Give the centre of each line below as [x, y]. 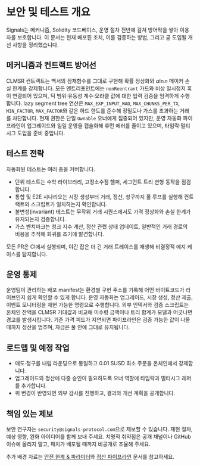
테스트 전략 [25, 153]
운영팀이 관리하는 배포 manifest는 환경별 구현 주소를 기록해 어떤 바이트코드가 [95, 290]
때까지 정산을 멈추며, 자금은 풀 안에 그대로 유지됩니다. [68, 327]
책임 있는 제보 [30, 414]
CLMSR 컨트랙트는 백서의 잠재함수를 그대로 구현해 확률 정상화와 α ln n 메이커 [95, 80]
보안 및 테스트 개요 [48, 12]
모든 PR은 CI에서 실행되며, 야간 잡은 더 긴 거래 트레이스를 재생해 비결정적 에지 [96, 246]
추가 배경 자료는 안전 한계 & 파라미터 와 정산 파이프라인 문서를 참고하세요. [90, 457]
